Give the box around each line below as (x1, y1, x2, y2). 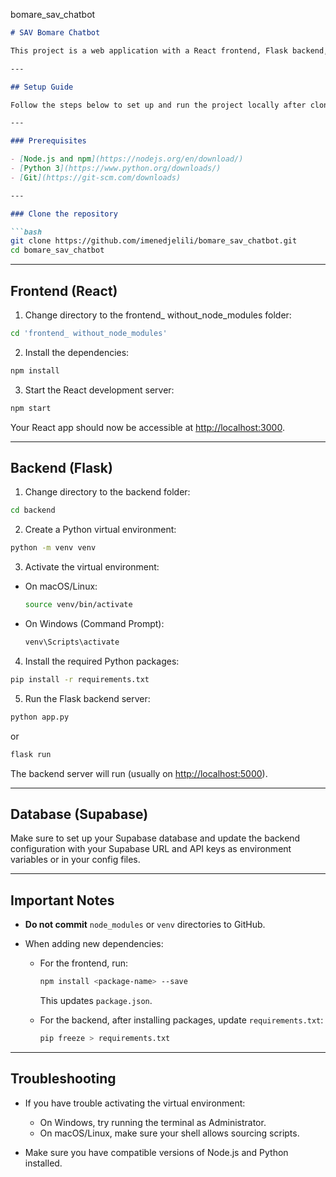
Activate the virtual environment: (24, 561, 160, 573)
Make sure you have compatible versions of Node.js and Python (24, 1146, 289, 1158)
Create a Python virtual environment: (24, 524, 177, 536)
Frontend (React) (10, 282, 118, 299)
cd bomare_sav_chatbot (10, 245, 105, 256)
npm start (10, 403, 52, 413)
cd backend (10, 505, 56, 516)
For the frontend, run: (39, 957, 129, 969)
